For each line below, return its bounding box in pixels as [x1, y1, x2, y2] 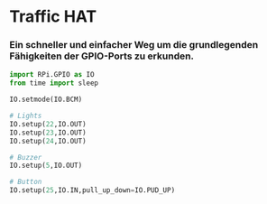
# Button [9, 178, 42, 187]
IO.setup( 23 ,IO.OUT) [9, 128, 87, 137]
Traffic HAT [9, 6, 97, 27]
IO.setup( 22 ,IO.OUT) [9, 119, 87, 128]
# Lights [9, 111, 42, 121]
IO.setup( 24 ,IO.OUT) [9, 136, 87, 145]
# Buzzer [9, 153, 42, 162]
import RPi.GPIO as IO [9, 70, 95, 79]
